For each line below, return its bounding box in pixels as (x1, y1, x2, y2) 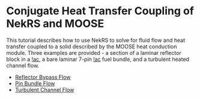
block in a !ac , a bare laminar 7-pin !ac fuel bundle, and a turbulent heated (6, 55, 190, 63)
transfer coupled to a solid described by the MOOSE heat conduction (6, 43, 177, 50)
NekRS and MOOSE (6, 17, 105, 30)
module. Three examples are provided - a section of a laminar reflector (6, 49, 181, 56)
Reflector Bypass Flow (14, 73, 71, 81)
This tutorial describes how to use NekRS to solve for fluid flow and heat (6, 36, 185, 44)
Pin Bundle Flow (14, 79, 55, 87)
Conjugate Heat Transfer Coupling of (6, 4, 194, 18)
